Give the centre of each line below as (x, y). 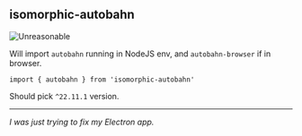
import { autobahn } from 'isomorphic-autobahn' (102, 80)
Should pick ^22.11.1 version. (64, 96)
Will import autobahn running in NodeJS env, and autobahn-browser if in (140, 54)
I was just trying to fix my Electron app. (82, 122)
